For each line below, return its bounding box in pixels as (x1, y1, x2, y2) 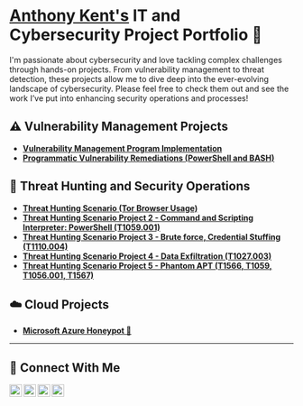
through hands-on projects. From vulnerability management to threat (9, 64, 264, 75)
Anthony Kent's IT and (9, 5, 181, 26)
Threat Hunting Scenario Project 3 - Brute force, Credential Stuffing (22, 231, 281, 242)
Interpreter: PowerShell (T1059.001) (22, 222, 161, 233)
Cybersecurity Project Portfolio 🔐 (9, 24, 263, 45)
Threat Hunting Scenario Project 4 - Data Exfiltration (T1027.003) (22, 250, 272, 262)
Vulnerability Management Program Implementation (22, 143, 223, 153)
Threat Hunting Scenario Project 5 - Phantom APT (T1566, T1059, (22, 260, 272, 271)
